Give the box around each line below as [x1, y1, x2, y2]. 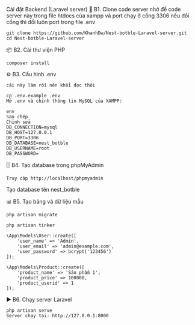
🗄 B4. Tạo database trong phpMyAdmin [6, 162, 104, 168]
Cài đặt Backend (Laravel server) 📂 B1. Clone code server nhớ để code [6, 6, 181, 13]
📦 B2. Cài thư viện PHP [6, 46, 65, 53]
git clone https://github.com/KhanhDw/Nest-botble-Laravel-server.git [6, 30, 187, 36]
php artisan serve [6, 308, 52, 314]
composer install [6, 60, 50, 66]
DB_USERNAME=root [6, 145, 50, 151]
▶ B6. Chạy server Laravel [6, 296, 72, 303]
